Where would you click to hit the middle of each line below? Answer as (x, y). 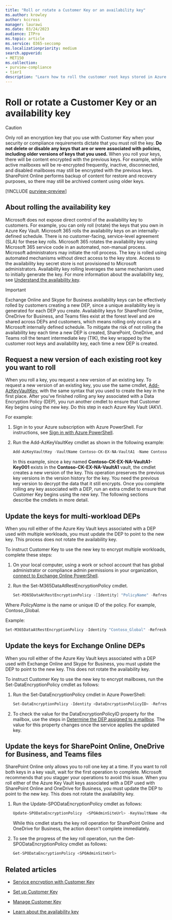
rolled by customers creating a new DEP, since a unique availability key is (83, 305)
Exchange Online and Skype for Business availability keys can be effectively (86, 300)
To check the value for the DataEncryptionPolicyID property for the (83, 714)
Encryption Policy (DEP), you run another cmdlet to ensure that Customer (83, 402)
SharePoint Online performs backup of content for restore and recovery (81, 176)
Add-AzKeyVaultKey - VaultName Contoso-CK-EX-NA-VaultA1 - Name (81, 452)
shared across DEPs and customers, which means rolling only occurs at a (83, 321)
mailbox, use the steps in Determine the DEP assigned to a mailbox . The (89, 719)
